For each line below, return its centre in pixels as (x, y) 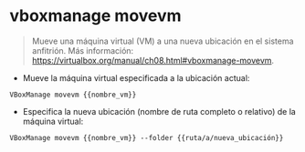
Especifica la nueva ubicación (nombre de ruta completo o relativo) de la (159, 111)
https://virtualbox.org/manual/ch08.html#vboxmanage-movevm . (153, 60)
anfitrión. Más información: (83, 50)
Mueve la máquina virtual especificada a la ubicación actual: (136, 77)
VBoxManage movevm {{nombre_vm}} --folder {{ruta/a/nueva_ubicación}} (147, 137)
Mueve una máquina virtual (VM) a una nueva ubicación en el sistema (163, 41)
